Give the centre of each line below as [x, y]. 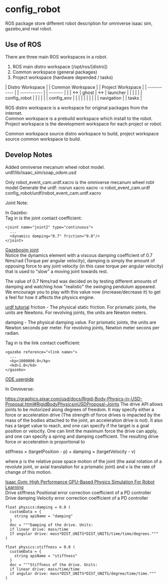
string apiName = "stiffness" [46, 556]
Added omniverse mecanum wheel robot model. [55, 167]
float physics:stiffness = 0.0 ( [40, 547]
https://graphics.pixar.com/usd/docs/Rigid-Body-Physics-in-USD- [74, 398]
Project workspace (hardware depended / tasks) [63, 77]
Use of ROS [23, 45]
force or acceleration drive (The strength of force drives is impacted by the [83, 415]
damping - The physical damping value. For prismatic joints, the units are [81, 322]
